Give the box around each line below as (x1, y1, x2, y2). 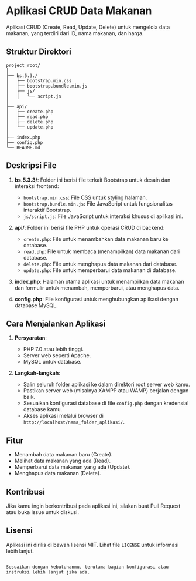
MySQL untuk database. (23, 358, 82, 365)
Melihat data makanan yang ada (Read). (14, 457, 111, 465)
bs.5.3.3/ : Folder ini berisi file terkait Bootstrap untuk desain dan (14, 176, 171, 183)
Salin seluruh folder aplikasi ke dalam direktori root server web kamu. (23, 381, 190, 388)
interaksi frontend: (14, 182, 59, 189)
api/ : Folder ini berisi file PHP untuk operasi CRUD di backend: (14, 224, 165, 231)
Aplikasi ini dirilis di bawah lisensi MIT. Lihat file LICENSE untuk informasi (6, 541, 179, 548)
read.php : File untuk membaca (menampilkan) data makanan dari (23, 248, 180, 255)
